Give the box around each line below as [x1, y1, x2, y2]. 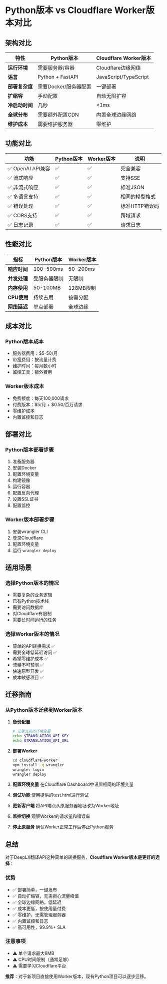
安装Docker [12, 465, 36, 471]
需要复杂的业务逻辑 [12, 592, 52, 598]
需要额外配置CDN [37, 111, 79, 118]
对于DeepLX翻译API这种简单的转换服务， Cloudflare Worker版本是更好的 [5, 854, 155, 860]
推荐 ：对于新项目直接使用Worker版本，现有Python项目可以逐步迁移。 [5, 973, 149, 979]
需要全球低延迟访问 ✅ [12, 649, 57, 655]
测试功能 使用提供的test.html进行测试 [12, 792, 89, 798]
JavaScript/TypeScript [96, 74, 149, 80]
